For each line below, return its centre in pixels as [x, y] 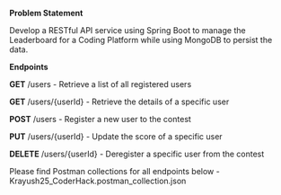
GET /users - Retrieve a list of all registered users [101, 84]
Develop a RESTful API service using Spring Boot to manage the [127, 30]
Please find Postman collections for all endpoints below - [114, 171]
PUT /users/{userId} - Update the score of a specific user [116, 137]
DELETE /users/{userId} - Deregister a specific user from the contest [137, 154]
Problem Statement [46, 13]
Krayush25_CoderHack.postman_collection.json [98, 181]
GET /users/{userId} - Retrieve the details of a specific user [119, 102]
